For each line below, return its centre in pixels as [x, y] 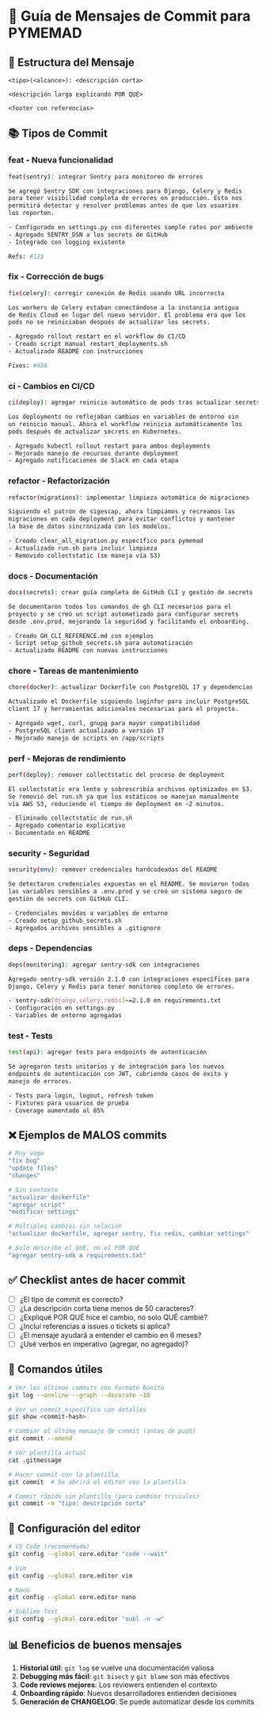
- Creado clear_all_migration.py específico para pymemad [106, 541]
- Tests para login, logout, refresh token [81, 1095]
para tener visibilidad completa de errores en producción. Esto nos [125, 198]
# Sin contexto [33, 1189]
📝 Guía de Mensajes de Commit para [129, 16]
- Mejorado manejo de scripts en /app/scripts [86, 738]
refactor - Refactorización [59, 481]
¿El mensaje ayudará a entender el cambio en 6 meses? [110, 1335]
